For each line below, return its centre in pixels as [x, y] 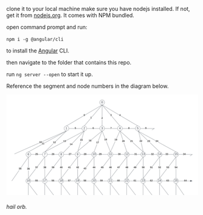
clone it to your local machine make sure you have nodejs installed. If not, [98, 9]
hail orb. [17, 207]
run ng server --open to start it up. [50, 74]
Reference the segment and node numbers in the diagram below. [88, 86]
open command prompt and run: [47, 27]
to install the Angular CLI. [38, 51]
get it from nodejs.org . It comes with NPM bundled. [71, 15]
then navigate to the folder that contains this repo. [69, 62]
